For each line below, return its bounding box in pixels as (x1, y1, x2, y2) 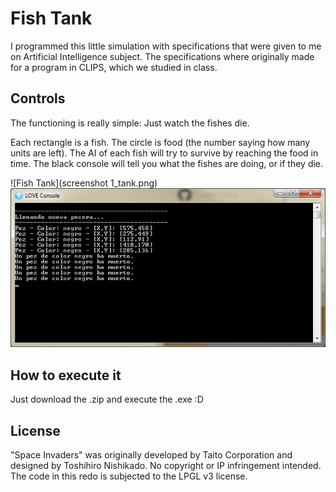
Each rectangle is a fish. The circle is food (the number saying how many (10, 136, 311, 148)
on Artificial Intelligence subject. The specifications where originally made (10, 50, 315, 62)
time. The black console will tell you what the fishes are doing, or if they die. (10, 157, 324, 169)
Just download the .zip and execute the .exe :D (10, 393, 204, 406)
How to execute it (10, 367, 122, 384)
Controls (10, 90, 66, 107)
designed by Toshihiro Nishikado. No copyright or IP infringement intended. (10, 459, 322, 471)
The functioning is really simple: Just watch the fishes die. (10, 117, 250, 129)
